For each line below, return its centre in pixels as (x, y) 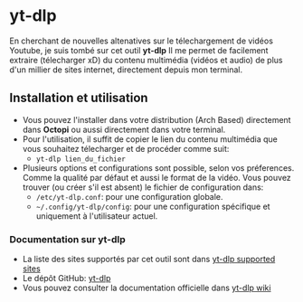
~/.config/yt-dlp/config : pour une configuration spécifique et (153, 206)
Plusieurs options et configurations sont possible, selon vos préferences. (158, 167)
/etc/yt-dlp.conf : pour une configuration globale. (129, 196)
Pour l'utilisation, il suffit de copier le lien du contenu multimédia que (150, 139)
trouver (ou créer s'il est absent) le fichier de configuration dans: (143, 187)
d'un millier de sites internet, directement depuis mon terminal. (126, 70)
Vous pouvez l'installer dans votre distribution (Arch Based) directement (156, 119)
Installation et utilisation (79, 98)
